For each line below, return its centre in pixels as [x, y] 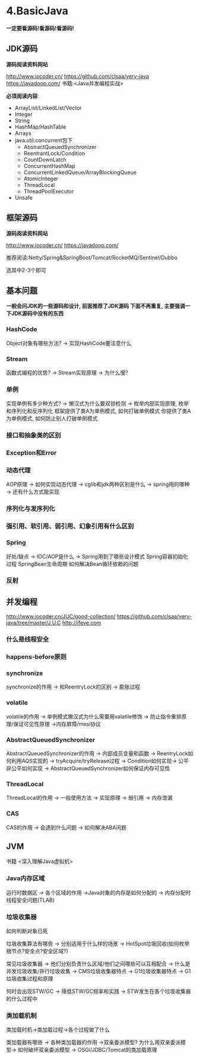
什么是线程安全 [28, 640]
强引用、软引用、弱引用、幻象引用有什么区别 [70, 527]
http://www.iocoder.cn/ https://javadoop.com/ [62, 245]
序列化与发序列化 [31, 509]
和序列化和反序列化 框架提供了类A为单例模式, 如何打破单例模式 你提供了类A [99, 411]
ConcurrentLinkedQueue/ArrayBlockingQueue [80, 172]
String [22, 120]
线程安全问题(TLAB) [30, 900]
